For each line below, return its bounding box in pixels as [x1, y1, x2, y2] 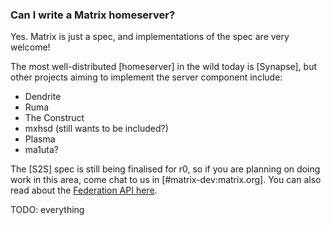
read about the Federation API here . [10, 184, 158, 197]
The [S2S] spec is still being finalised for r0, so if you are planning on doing [10, 163, 321, 175]
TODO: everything [10, 204, 85, 216]
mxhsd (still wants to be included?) [24, 123, 169, 135]
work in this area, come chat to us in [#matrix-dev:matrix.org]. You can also [10, 174, 322, 186]
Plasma [24, 133, 56, 145]
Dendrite [24, 91, 62, 103]
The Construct [24, 112, 85, 124]
